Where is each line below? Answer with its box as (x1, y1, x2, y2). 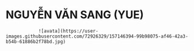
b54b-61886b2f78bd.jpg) (5, 38, 66, 44)
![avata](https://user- (38, 28, 99, 34)
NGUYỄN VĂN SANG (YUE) (5, 8, 144, 22)
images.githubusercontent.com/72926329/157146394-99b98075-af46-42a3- (5, 33, 189, 39)
